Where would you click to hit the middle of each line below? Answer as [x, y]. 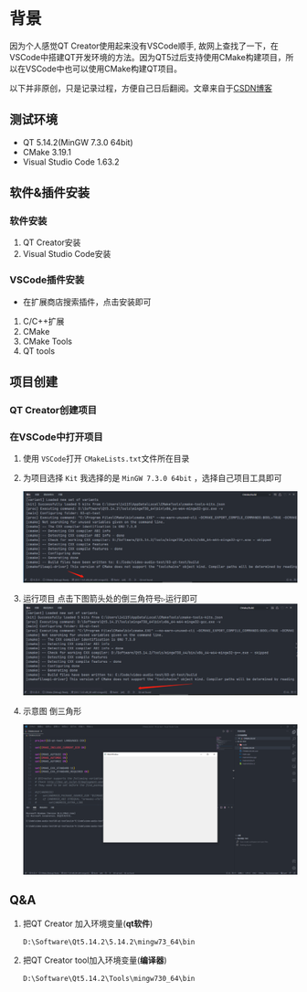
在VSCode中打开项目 [56, 437]
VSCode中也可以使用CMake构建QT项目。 [104, 69]
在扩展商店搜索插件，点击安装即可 [87, 302]
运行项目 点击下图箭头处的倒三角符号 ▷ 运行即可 [110, 599]
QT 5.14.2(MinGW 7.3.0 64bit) [78, 142]
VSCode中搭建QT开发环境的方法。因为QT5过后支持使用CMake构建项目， [148, 57]
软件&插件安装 [50, 193]
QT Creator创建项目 [53, 411]
